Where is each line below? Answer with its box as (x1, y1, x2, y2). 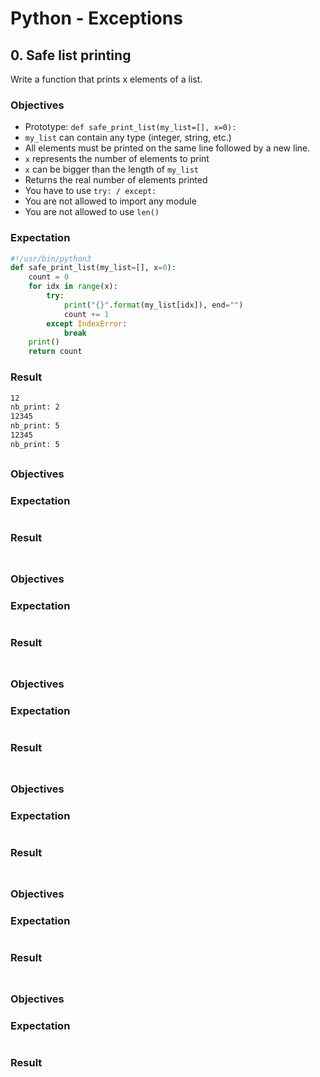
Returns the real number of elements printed (24, 174, 208, 186)
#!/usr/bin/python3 (10, 253, 92, 264)
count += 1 (63, 309, 110, 319)
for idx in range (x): (28, 282, 118, 292)
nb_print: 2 (10, 402, 60, 412)
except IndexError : (46, 318, 128, 329)
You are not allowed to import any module (24, 195, 197, 207)
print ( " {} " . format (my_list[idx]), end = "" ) (63, 300, 244, 310)
